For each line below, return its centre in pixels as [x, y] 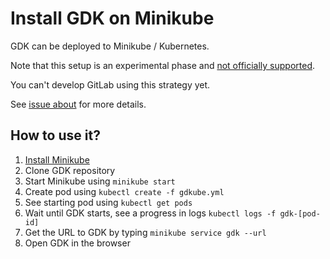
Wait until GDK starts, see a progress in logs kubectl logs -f [150, 213]
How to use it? [55, 135]
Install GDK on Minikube [112, 18]
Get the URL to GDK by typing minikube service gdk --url [145, 232]
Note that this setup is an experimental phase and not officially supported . [163, 65]
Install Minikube [57, 159]
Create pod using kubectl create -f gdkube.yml [124, 191]
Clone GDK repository [70, 170]
